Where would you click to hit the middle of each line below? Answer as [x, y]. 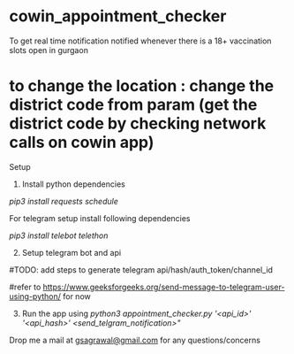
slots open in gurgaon [49, 50]
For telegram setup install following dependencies [100, 218]
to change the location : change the [142, 86]
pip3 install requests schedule [64, 201]
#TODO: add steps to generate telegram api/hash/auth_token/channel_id [141, 269]
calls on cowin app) [82, 142]
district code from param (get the [133, 105]
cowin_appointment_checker [118, 16]
